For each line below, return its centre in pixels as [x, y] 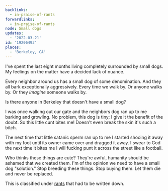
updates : [14, 33]
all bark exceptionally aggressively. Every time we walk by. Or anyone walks [84, 86]
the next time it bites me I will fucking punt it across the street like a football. [84, 148]
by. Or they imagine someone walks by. [46, 92]
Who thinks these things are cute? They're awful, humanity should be [77, 158]
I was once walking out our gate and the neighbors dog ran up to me [76, 112]
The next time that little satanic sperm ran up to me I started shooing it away [84, 137]
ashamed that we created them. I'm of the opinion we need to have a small [82, 163]
